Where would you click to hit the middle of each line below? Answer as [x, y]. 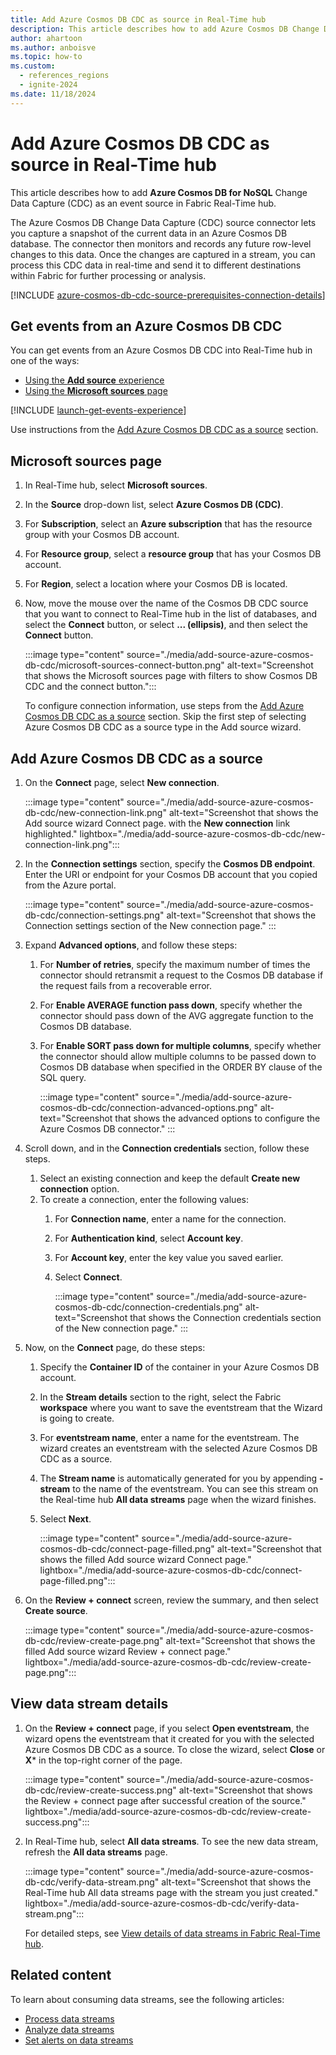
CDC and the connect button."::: [90, 687]
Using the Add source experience [94, 380]
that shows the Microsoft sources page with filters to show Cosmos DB [171, 676]
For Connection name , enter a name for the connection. [170, 1219]
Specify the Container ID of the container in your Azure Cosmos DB [179, 1367]
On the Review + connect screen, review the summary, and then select [171, 1600]
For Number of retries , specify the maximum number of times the [175, 964]
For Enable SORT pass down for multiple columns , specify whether [180, 1045]
